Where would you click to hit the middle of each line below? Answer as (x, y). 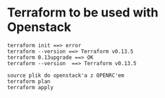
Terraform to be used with (83, 13)
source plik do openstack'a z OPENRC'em (66, 75)
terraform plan (29, 81)
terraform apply (30, 87)
